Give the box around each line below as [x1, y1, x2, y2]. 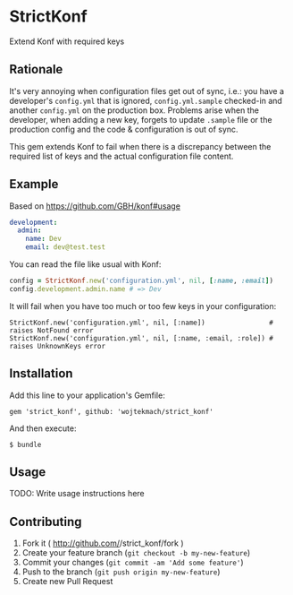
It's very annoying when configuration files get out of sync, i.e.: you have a [9, 85, 284, 96]
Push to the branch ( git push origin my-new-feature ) [21, 566, 221, 577]
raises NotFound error [9, 325, 94, 335]
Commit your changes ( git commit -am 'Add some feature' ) [21, 557, 244, 568]
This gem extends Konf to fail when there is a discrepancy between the [9, 141, 272, 151]
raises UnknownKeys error [9, 341, 105, 350]
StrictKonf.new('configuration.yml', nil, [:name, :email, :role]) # [9, 333, 274, 342]
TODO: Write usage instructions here [9, 488, 145, 499]
